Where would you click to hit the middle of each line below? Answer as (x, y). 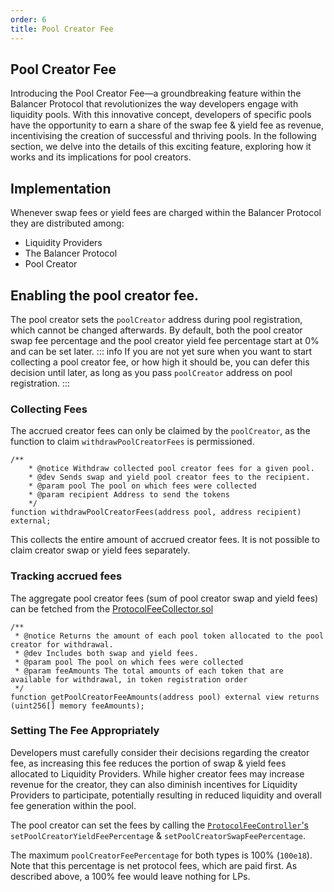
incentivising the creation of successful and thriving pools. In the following (163, 136)
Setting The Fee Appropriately (85, 731)
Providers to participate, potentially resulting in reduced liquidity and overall (166, 795)
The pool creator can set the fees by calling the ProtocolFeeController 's (159, 825)
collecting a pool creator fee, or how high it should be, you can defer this (160, 362)
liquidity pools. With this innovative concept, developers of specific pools (161, 115)
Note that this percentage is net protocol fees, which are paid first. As (154, 865)
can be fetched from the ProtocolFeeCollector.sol (112, 608)
